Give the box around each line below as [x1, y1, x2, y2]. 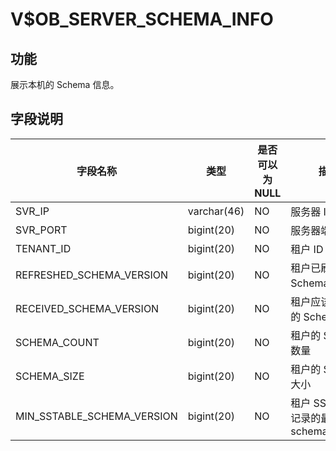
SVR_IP [15, 204, 50, 218]
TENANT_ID [15, 241, 72, 255]
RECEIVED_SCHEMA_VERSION [15, 301, 160, 315]
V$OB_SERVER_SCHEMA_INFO [10, 8, 274, 31]
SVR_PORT [15, 223, 68, 237]
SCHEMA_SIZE [15, 369, 85, 383]
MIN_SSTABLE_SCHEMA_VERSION [15, 409, 178, 423]
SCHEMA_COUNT [15, 335, 100, 349]
